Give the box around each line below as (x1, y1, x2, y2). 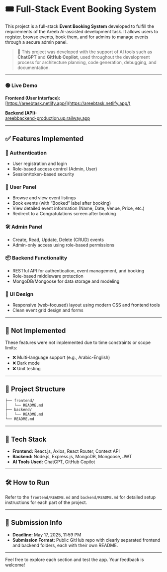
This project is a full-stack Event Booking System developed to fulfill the (5, 23, 154, 29)
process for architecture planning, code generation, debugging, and (17, 59, 157, 65)
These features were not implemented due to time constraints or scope (5, 339, 151, 345)
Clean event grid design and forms (12, 307, 83, 313)
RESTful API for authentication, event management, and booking (12, 267, 145, 273)
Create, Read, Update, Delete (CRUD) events (12, 237, 104, 243)
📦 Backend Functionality (5, 254, 68, 261)
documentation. (17, 65, 50, 71)
